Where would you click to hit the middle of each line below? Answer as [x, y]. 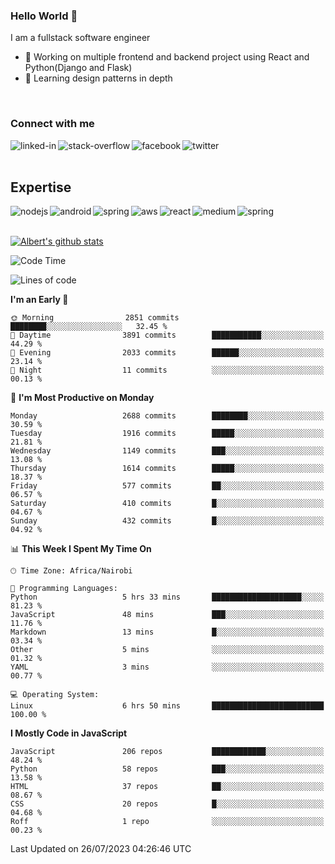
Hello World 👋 [44, 16]
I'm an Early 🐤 [39, 300]
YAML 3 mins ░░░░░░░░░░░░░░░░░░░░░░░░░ [167, 667]
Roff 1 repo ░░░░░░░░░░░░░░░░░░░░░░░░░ [167, 822]
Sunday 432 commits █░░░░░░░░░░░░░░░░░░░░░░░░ [167, 521]
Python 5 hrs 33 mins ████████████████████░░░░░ [167, 597]
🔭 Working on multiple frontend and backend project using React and [167, 57]
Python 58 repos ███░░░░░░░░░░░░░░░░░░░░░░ [167, 769]
